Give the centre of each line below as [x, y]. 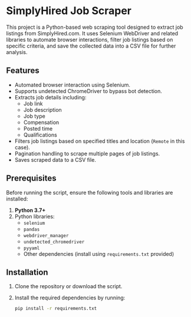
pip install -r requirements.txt [56, 309]
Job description [42, 109]
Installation [27, 272]
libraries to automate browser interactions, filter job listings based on [90, 39]
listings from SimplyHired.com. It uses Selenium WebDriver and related [92, 33]
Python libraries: [34, 216]
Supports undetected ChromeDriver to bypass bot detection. [88, 91]
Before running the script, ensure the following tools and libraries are [90, 192]
